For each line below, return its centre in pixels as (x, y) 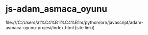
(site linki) (85, 27)
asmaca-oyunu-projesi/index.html (40, 27)
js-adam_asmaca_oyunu (56, 9)
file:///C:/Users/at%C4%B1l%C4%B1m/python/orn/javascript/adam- (74, 22)
